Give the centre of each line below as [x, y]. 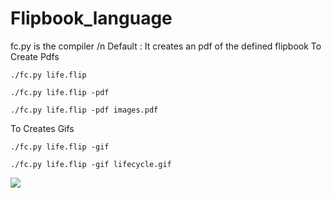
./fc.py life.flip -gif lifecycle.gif [91, 164]
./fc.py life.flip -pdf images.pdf [84, 110]
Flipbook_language [91, 18]
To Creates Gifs [42, 128]
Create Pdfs [35, 56]
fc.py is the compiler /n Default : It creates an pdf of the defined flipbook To [166, 46]
